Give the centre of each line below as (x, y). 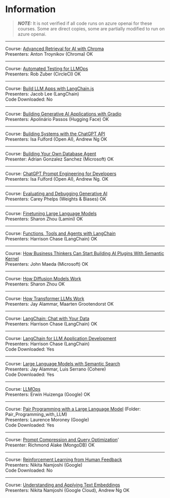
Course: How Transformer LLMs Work (45, 298)
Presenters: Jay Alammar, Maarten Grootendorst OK (59, 304)
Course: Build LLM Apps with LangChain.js (50, 88)
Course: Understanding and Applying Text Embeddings (63, 485)
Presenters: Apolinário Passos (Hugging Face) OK (57, 119)
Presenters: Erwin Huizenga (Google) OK (48, 394)
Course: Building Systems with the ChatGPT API (55, 134)
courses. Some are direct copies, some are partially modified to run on (91, 28)
